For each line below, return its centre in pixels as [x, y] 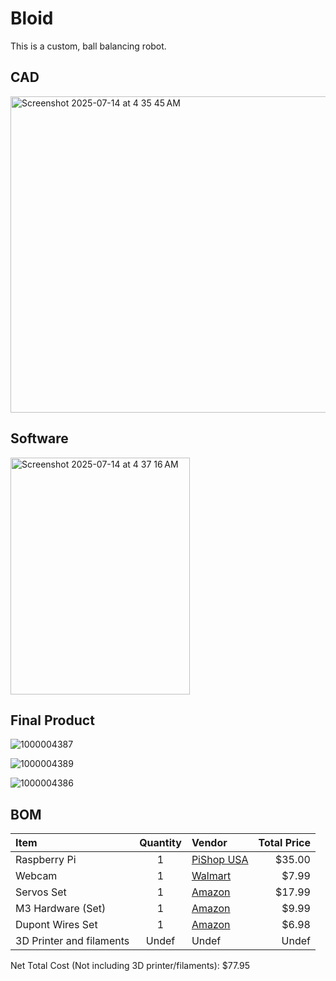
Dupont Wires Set [56, 925]
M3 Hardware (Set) [61, 909]
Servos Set [41, 892]
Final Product [52, 720]
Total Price [284, 843]
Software [39, 438]
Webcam [36, 876]
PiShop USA [220, 860]
